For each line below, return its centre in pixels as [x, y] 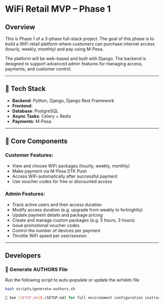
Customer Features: [29, 155]
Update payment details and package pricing [57, 215]
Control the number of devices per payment [56, 230]
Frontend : [22, 105]
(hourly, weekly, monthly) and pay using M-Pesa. [54, 49]
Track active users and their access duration [57, 204]
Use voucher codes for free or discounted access [62, 181]
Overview [20, 27]
